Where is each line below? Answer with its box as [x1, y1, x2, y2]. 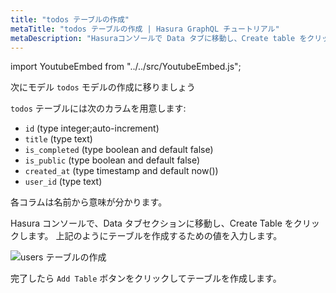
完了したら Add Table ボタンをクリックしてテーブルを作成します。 [10, 272, 282, 285]
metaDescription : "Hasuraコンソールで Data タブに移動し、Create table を [10, 33, 308, 43]
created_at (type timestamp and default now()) [24, 165, 219, 177]
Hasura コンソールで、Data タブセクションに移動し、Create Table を [10, 217, 294, 230]
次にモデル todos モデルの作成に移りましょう [10, 81, 196, 93]
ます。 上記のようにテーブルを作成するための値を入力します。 [27, 230, 283, 242]
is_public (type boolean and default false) [24, 154, 201, 166]
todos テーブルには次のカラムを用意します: [10, 102, 187, 115]
